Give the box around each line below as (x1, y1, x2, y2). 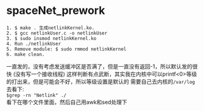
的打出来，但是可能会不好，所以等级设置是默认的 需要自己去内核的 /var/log (6, 78, 195, 85)
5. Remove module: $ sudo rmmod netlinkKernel (6, 46, 127, 52)
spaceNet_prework (6, 4, 105, 18)
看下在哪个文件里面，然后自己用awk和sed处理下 (6, 98, 128, 106)
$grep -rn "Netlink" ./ (6, 92, 67, 98)
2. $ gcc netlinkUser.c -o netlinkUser (6, 30, 108, 36)
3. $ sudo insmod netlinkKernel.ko (6, 35, 97, 41)
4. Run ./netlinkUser (6, 41, 62, 47)
